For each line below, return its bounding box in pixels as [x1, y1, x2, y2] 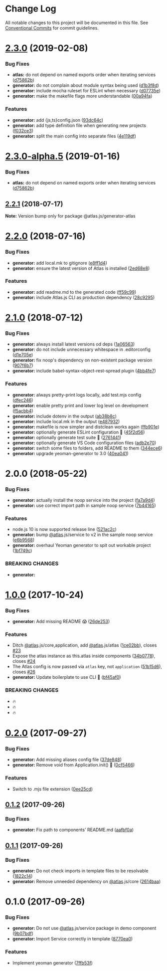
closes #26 [12, 669, 36, 675]
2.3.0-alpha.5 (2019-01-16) [5, 150, 121, 162]
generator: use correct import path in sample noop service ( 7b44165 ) [12, 502, 156, 509]
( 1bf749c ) [12, 547, 32, 554]
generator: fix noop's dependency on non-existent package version [12, 357, 153, 363]
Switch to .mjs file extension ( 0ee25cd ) [12, 786, 93, 792]
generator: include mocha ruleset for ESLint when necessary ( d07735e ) [12, 88, 161, 94]
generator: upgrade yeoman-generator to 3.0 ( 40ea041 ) [12, 450, 129, 456]
